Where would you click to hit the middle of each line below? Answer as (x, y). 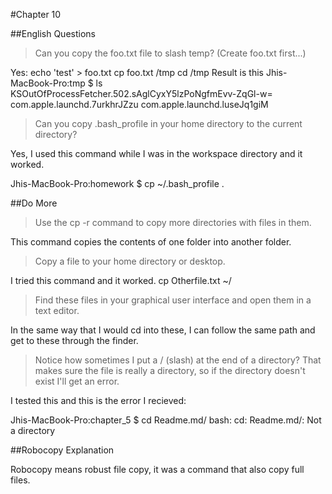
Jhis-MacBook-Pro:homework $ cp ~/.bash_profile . (117, 183)
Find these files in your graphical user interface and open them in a (173, 300)
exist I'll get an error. (77, 381)
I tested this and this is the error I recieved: (98, 400)
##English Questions (53, 33)
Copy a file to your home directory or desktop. (130, 261)
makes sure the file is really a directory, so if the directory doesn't (170, 370)
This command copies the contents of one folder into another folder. (151, 242)
